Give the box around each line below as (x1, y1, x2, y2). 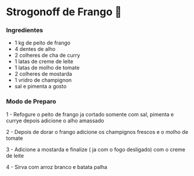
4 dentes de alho (14, 46, 56, 53)
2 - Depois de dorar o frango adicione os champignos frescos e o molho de (6, 128, 189, 135)
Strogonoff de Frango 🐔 (6, 5, 122, 19)
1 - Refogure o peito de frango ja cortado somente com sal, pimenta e (6, 111, 174, 118)
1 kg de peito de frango (14, 39, 71, 46)
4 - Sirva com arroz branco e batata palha (6, 163, 107, 170)
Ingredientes (6, 26, 43, 34)
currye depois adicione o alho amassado (6, 117, 104, 124)
